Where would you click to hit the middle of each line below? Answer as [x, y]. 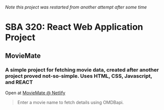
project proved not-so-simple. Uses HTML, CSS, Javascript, [79, 76]
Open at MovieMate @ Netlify [35, 93]
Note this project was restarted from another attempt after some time [76, 7]
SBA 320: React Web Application [74, 27]
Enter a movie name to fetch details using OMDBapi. [70, 102]
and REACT [19, 82]
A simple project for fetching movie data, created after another [82, 70]
